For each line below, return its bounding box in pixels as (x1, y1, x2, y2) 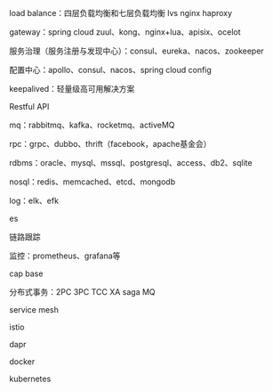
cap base (9, 268, 44, 279)
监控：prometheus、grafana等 (9, 250, 121, 261)
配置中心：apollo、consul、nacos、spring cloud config (9, 65, 212, 75)
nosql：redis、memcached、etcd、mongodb (9, 176, 176, 187)
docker (9, 356, 36, 367)
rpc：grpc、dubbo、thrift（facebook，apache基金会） (9, 139, 212, 149)
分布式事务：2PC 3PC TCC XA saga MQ (9, 287, 156, 297)
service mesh (9, 305, 60, 314)
